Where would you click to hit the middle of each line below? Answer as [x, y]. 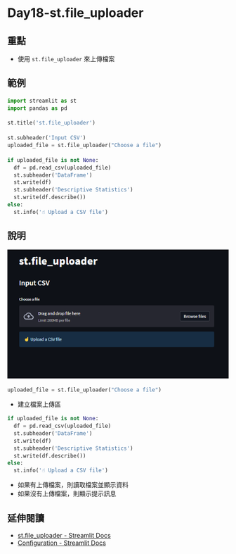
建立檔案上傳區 [39, 404]
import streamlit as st [42, 101]
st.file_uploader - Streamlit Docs [64, 535]
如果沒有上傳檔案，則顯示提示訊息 [67, 493]
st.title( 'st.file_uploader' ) [52, 123]
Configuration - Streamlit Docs [62, 543]
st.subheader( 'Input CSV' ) [47, 138]
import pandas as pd [38, 108]
